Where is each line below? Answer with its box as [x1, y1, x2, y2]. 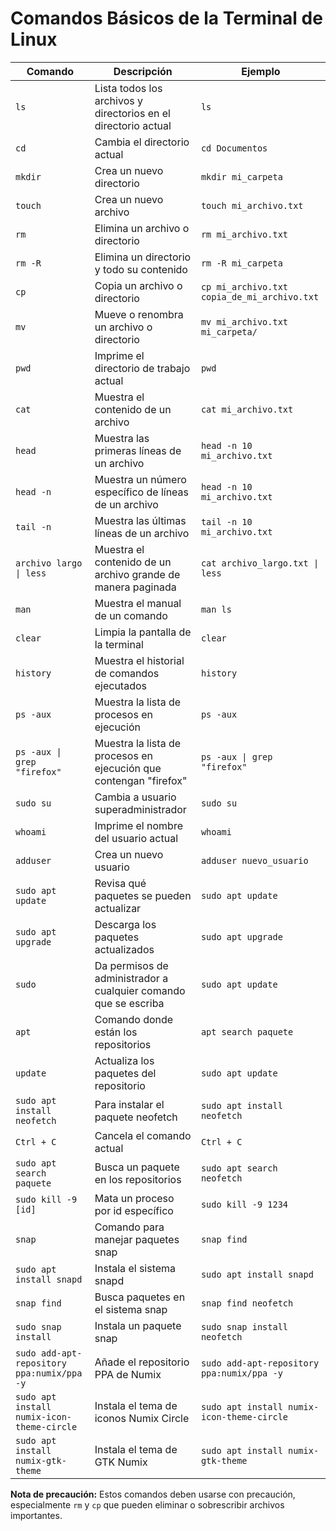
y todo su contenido [94, 262, 188, 276]
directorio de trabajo [94, 361, 191, 375]
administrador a [94, 971, 169, 985]
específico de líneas [94, 485, 190, 499]
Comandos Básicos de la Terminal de [10, 7, 323, 30]
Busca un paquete [94, 1160, 180, 1174]
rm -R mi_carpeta [200, 257, 283, 269]
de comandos [94, 666, 160, 680]
